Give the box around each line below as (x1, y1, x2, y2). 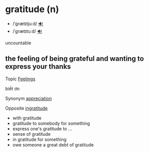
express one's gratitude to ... (12, 125, 72, 132)
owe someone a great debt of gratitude (12, 141, 94, 147)
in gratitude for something (12, 136, 67, 142)
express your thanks (5, 62, 71, 71)
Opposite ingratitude (5, 105, 48, 111)
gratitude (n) (5, 4, 59, 15)
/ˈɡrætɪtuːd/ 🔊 (12, 28, 42, 34)
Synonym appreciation (5, 95, 52, 101)
